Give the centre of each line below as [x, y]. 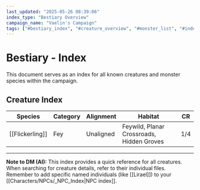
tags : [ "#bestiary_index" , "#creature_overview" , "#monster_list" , [92, 28]
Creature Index [35, 99]
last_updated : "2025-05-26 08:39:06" [53, 12]
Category [67, 116]
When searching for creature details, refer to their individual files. [86, 168]
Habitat [149, 116]
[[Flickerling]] [28, 134]
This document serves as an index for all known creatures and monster [93, 75]
